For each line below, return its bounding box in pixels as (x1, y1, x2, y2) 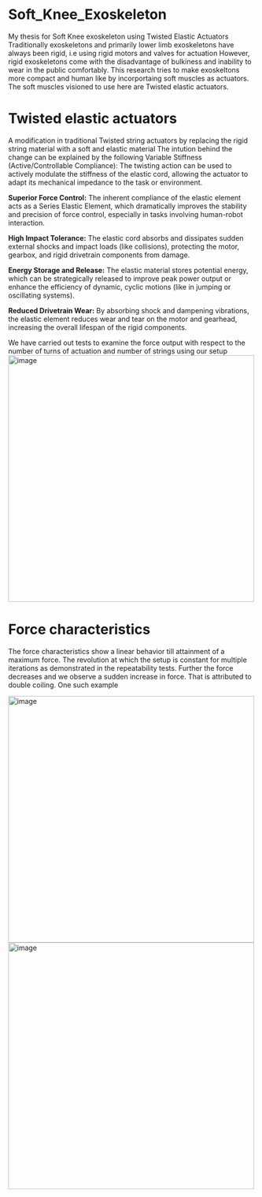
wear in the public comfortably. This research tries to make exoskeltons (8, 65, 240, 74)
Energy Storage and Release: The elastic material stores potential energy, (8, 265, 249, 275)
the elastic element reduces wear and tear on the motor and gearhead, (8, 314, 238, 324)
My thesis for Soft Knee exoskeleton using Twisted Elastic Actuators (8, 32, 229, 41)
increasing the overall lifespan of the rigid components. (8, 322, 187, 332)
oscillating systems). (8, 290, 75, 300)
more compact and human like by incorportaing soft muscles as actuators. (8, 73, 249, 83)
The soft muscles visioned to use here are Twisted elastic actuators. (8, 81, 230, 92)
